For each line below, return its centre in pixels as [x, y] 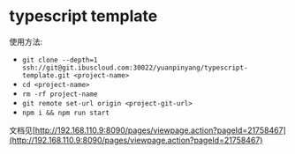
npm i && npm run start [66, 113]
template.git [46, 75]
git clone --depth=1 [60, 60]
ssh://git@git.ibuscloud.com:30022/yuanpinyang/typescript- [135, 68]
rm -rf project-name [60, 94]
